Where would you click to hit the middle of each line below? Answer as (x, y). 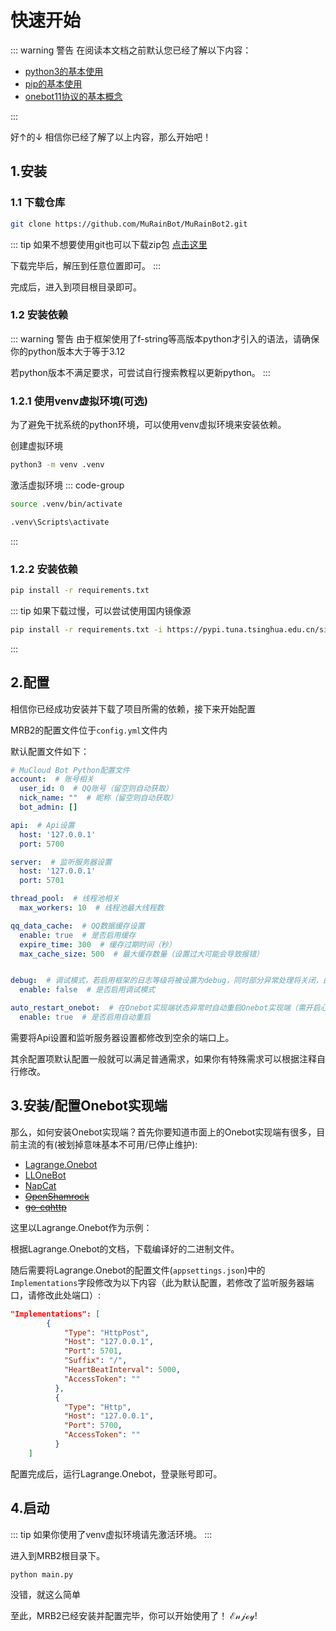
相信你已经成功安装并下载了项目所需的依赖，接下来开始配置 (133, 708)
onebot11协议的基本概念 (73, 96)
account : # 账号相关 (52, 779)
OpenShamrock (57, 1196)
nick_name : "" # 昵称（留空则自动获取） (98, 798)
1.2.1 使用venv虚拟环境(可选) (79, 401)
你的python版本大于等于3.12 (68, 351)
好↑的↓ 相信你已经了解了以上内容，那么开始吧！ (111, 137)
